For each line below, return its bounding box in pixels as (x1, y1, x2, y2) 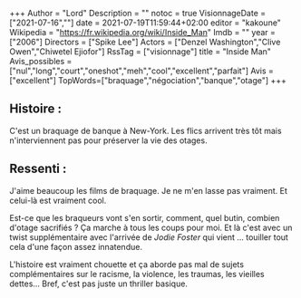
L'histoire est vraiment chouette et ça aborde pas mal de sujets (9, 258, 245, 270)
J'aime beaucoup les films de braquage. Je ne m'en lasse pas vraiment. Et (9, 185, 287, 196)
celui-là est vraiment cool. (9, 195, 107, 206)
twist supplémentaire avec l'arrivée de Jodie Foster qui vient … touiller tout (9, 231, 288, 243)
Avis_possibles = (9, 56, 73, 66)
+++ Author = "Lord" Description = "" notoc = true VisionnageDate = (9, 8, 267, 18)
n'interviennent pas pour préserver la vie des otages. (9, 135, 208, 146)
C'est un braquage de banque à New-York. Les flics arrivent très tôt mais (9, 125, 283, 136)
